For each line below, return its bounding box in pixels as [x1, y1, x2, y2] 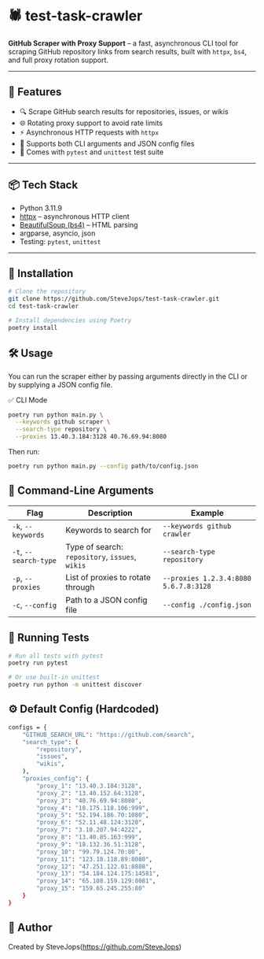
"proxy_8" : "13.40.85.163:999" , [36, 833, 143, 841]
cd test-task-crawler [8, 302, 79, 310]
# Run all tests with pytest [8, 652, 104, 660]
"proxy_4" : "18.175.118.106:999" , [36, 804, 149, 812]
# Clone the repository [8, 287, 86, 296]
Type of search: [65, 541, 123, 552]
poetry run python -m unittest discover [8, 681, 143, 689]
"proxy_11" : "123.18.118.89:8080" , [36, 855, 153, 863]
